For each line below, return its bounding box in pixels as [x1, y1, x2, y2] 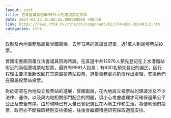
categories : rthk [5, 26, 42, 32]
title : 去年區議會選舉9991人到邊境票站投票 [5, 12, 88, 17]
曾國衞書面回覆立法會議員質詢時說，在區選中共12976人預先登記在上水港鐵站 [5, 58, 165, 64]
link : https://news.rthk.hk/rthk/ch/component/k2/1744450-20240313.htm [5, 21, 160, 27]
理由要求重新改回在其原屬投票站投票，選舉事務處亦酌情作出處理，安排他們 [9, 71, 166, 77]
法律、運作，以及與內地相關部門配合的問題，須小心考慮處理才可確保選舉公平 [5, 95, 166, 101]
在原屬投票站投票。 [5, 77, 46, 83]
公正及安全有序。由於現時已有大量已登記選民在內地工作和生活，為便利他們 [5, 101, 161, 107]
